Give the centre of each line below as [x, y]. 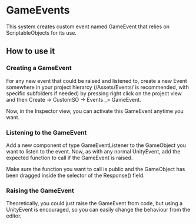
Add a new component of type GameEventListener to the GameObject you [96, 145]
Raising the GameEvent [40, 190]
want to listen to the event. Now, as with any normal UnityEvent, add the [93, 151]
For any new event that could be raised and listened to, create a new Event [97, 81]
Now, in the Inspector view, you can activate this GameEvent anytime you [95, 111]
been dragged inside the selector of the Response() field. [76, 175]
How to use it [31, 51]
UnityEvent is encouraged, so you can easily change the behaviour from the [98, 210]
